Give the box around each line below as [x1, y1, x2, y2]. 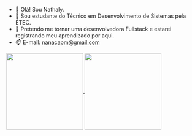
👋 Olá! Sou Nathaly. [15, 6, 64, 13]
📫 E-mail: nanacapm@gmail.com [15, 39, 100, 46]
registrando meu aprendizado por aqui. [15, 32, 115, 39]
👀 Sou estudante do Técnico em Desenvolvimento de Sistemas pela [15, 12, 186, 20]
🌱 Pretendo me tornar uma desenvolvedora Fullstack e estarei [15, 25, 172, 32]
